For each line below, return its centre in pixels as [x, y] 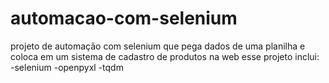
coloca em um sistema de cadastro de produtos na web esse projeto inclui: [165, 56]
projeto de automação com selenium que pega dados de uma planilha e [158, 46]
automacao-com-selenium [124, 18]
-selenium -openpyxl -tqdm [67, 67]
